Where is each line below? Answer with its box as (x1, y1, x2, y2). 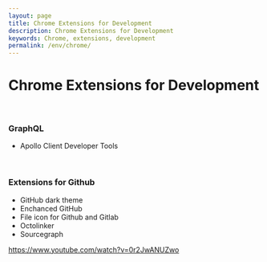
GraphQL (8, 122, 44, 133)
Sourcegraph (19, 229, 64, 239)
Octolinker (19, 220, 55, 230)
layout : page (8, 11, 52, 20)
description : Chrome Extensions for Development (8, 27, 174, 35)
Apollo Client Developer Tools (19, 141, 119, 151)
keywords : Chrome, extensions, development (8, 34, 156, 43)
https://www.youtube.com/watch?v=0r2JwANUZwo (8, 244, 180, 254)
